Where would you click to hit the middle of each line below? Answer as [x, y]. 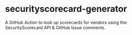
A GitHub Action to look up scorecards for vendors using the [66, 22]
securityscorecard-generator [66, 9]
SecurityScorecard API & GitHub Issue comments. [55, 27]
